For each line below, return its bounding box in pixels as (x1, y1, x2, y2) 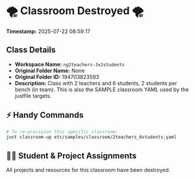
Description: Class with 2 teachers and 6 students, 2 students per (14, 79, 177, 87)
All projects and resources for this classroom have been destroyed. (6, 167, 171, 174)
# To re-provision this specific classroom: (6, 129, 118, 135)
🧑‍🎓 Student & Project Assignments (6, 151, 137, 161)
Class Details (6, 45, 56, 55)
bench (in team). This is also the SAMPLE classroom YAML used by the (14, 86, 189, 93)
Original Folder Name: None (14, 67, 85, 74)
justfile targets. (14, 92, 52, 99)
